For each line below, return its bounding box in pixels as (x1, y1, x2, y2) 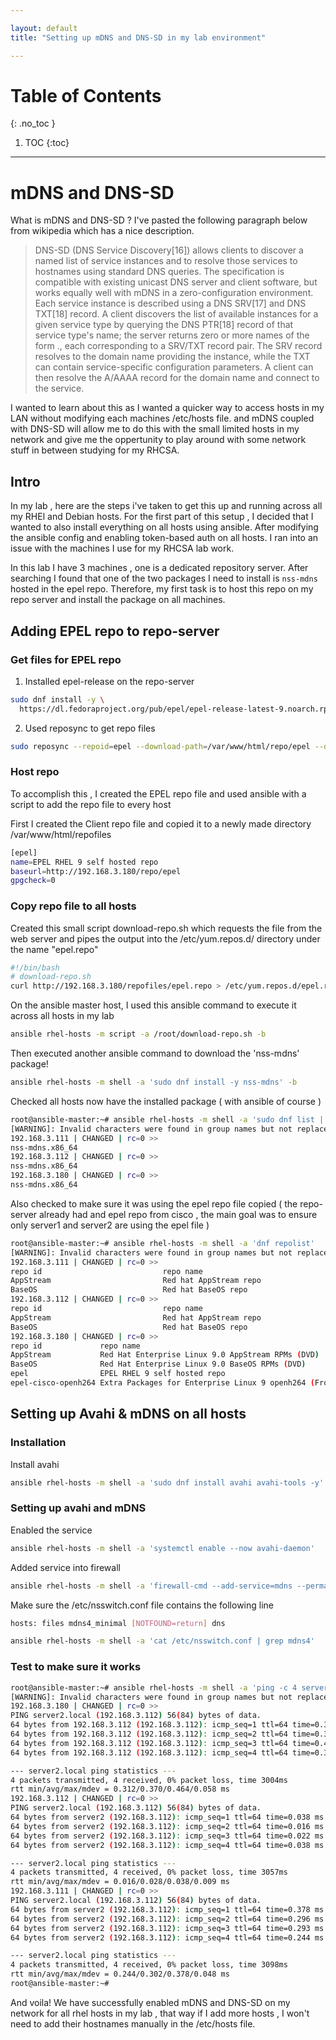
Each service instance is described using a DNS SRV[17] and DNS (34, 297, 307, 310)
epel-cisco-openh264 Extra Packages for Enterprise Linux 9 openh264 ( (10, 1378, 315, 1388)
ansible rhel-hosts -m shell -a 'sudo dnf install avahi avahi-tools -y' (10, 1477, 325, 1488)
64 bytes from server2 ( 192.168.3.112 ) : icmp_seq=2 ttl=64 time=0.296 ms (10, 1914, 325, 1924)
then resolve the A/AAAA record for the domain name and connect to (34, 372, 320, 384)
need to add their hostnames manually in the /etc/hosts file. (10, 2017, 256, 2030)
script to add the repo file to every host (10, 798, 172, 810)
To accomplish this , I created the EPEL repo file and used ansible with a (10, 787, 307, 800)
